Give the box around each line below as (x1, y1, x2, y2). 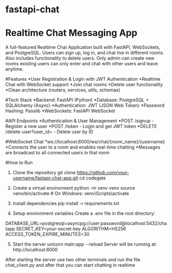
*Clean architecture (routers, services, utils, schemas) (5, 87, 121, 93)
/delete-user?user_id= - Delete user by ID (5, 129, 93, 135)
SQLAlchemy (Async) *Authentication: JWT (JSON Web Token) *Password (5, 102, 165, 108)
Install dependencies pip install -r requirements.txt (12, 201, 120, 207)
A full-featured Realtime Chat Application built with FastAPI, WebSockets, (5, 44, 161, 50)
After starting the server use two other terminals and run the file (5, 257, 141, 263)
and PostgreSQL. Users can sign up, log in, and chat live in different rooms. (5, 50, 164, 56)
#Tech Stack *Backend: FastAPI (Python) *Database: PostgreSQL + (5, 97, 149, 103)
